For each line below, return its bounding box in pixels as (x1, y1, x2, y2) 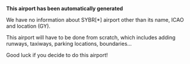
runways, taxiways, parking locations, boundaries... (6, 41, 132, 47)
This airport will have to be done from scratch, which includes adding (6, 34, 176, 41)
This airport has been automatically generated (6, 5, 123, 12)
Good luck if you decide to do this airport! (6, 52, 108, 58)
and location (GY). (6, 23, 50, 29)
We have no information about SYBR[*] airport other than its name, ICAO (6, 16, 184, 23)
